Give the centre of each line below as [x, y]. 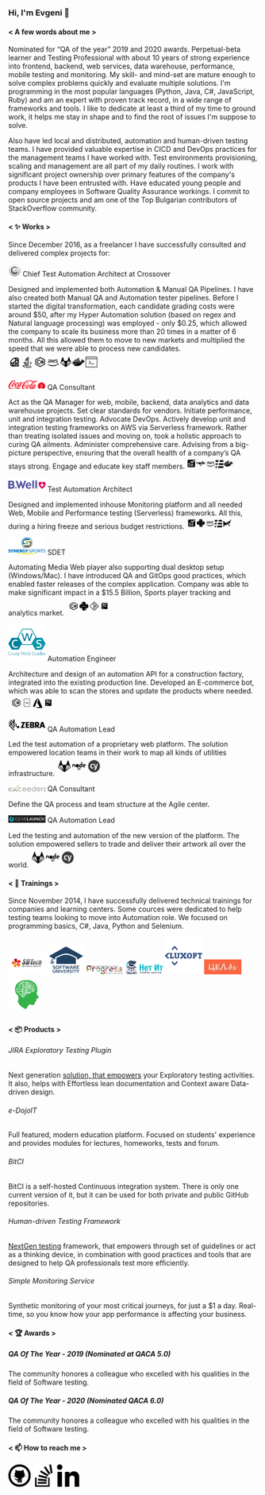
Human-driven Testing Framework [65, 1221]
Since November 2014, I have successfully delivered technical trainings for [130, 901]
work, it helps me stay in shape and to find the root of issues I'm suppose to [132, 117]
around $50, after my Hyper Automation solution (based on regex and [122, 315]
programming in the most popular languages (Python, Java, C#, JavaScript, [132, 91]
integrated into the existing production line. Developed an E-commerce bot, [131, 682]
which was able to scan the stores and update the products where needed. [131, 690]
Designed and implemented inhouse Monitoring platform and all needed [126, 504]
